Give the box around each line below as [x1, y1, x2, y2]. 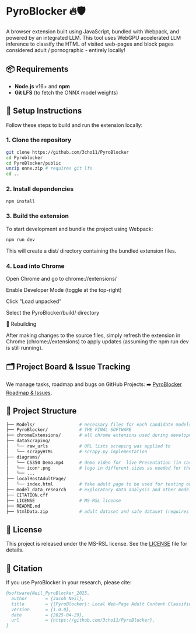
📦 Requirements [6, 64, 69, 74]
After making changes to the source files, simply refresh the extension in [6, 332, 181, 339]
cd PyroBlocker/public [6, 160, 61, 166]
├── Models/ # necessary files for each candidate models [6, 422, 192, 428]
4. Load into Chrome [6, 261, 65, 270]
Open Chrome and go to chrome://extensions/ [6, 275, 117, 282]
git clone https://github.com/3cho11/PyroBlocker [6, 149, 129, 155]
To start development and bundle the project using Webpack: [6, 225, 153, 232]
